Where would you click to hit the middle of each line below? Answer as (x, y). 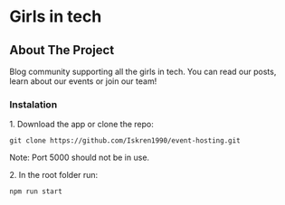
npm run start (36, 191)
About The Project (62, 50)
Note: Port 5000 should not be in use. (80, 158)
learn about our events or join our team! (83, 81)
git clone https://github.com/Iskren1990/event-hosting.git (125, 141)
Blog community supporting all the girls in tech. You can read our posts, (143, 71)
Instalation (33, 104)
